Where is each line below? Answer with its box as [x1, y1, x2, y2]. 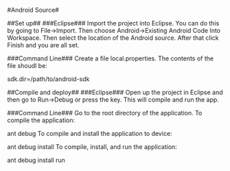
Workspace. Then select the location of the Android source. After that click [7, 34, 219, 42]
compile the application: [7, 116, 76, 124]
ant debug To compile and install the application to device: [7, 130, 173, 137]
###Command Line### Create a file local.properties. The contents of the [7, 54, 214, 62]
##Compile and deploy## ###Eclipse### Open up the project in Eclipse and [7, 89, 223, 96]
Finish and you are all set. [7, 41, 80, 49]
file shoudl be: [7, 62, 48, 69]
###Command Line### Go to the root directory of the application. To [7, 109, 203, 117]
